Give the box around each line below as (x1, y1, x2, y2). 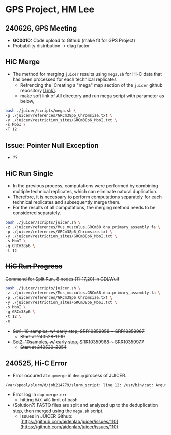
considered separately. (12, 210, 61, 216)
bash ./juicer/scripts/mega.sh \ (5, 108, 76, 113)
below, (20, 98, 35, 104)
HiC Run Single (5, 169, 53, 178)
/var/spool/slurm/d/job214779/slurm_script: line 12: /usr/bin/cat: (5, 382, 154, 388)
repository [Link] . (20, 87, 57, 93)
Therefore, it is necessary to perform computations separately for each (12, 194, 162, 200)
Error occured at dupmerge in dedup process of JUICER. (12, 372, 126, 378)
